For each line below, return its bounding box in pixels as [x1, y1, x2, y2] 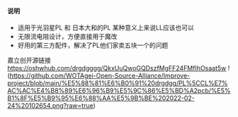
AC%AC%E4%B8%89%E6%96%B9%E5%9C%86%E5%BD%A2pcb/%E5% [7, 87, 232, 95]
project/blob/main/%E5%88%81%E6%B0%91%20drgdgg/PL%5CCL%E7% [7, 79, 228, 87]
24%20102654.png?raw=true [7, 101, 93, 110]
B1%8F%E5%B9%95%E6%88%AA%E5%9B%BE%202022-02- [7, 94, 195, 102]
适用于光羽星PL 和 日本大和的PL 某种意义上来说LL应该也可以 [17, 23, 195, 32]
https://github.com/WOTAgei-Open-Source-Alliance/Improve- [9, 71, 191, 80]
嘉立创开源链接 [7, 56, 51, 65]
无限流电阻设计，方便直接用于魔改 [17, 32, 118, 41]
